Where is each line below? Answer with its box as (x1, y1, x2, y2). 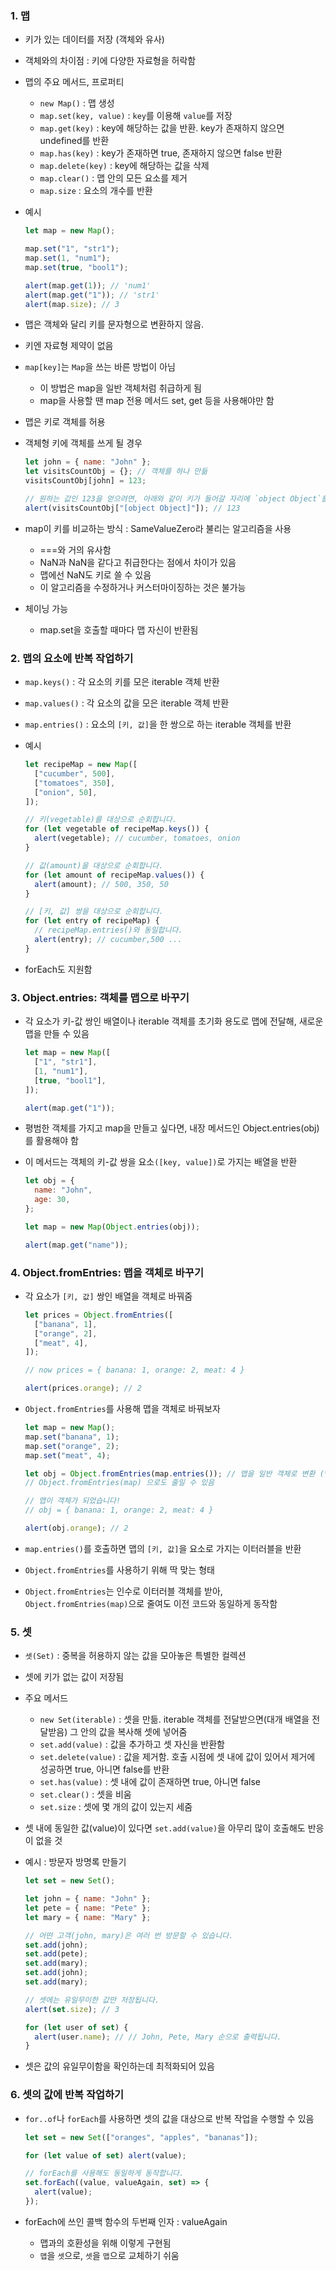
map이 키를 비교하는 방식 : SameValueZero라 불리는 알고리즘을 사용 (24, 522, 292, 534)
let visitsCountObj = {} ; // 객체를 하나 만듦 (24, 467, 208, 477)
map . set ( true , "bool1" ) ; (24, 262, 129, 272)
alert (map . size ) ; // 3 (24, 299, 120, 309)
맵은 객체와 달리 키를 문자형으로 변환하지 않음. (24, 318, 205, 331)
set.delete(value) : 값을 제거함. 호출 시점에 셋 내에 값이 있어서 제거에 (39, 1751, 316, 1763)
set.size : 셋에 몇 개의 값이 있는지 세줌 (39, 1801, 193, 1813)
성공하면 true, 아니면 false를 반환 (39, 1763, 170, 1776)
